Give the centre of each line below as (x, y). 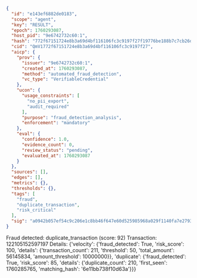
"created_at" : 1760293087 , (55, 68)
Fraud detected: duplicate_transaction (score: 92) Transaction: (81, 238)
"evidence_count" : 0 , (48, 145)
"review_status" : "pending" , (57, 150)
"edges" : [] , (27, 178)
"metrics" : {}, (30, 183)
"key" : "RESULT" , (33, 25)
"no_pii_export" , (48, 101)
